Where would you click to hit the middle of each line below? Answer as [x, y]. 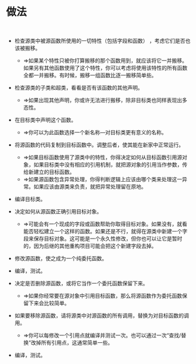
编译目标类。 [30, 199]
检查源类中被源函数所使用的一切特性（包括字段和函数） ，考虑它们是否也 [102, 40]
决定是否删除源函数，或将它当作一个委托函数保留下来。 [81, 283]
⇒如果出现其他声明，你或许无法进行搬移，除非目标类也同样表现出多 [105, 100]
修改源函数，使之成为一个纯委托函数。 [61, 258]
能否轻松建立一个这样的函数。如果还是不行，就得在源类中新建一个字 [105, 231]
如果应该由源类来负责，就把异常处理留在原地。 [90, 186]
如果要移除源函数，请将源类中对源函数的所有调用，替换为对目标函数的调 [102, 315]
